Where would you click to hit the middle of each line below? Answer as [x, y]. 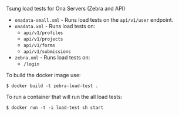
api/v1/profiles [43, 33]
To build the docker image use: [43, 75]
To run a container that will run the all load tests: [64, 97]
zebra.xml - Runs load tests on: [52, 57]
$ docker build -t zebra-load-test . [52, 86]
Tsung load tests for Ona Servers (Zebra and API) [66, 9]
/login [31, 64]
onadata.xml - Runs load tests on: [55, 26]
